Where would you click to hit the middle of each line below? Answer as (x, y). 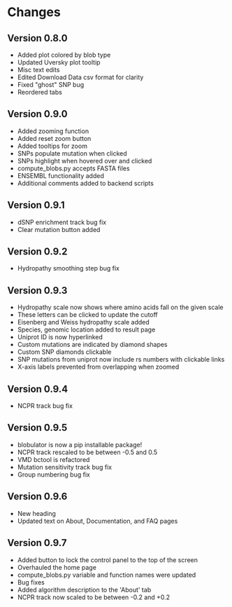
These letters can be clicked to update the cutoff (88, 315)
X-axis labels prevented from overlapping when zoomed (98, 367)
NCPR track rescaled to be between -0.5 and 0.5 (87, 452)
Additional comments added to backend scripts (85, 183)
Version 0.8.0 (37, 38)
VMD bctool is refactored (53, 459)
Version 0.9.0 (37, 114)
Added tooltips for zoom (52, 146)
